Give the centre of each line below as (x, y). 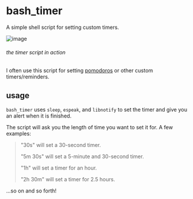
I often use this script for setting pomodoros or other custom (80, 71)
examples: (19, 133)
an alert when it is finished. (39, 116)
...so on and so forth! (32, 191)
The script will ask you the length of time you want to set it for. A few (89, 127)
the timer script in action (36, 52)
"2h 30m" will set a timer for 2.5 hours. (68, 179)
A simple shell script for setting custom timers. (63, 27)
